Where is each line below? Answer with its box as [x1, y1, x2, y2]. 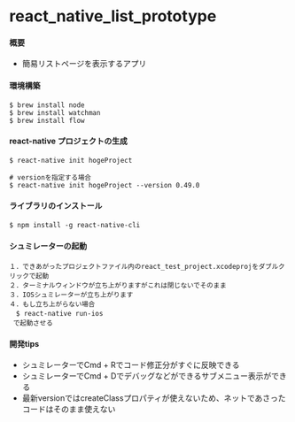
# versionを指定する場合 [9, 173, 91, 182]
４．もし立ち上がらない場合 [9, 300, 96, 309]
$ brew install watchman [9, 108, 101, 117]
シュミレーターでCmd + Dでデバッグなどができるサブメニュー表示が [21, 371, 272, 381]
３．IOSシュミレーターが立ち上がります [9, 290, 134, 300]
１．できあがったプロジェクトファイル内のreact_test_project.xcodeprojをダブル [9, 263, 279, 272]
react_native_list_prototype [9, 6, 217, 27]
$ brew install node [9, 100, 86, 110]
